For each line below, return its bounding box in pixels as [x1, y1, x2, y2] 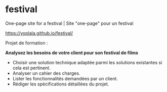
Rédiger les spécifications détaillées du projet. [12, 81, 109, 87]
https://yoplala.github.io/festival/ [5, 30, 73, 36]
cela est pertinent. [12, 65, 51, 71]
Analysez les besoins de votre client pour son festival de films [5, 50, 138, 56]
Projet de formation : [5, 39, 48, 46]
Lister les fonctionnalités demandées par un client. [12, 75, 118, 81]
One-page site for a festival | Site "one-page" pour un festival [5, 20, 134, 26]
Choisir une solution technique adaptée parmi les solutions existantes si [12, 59, 162, 65]
